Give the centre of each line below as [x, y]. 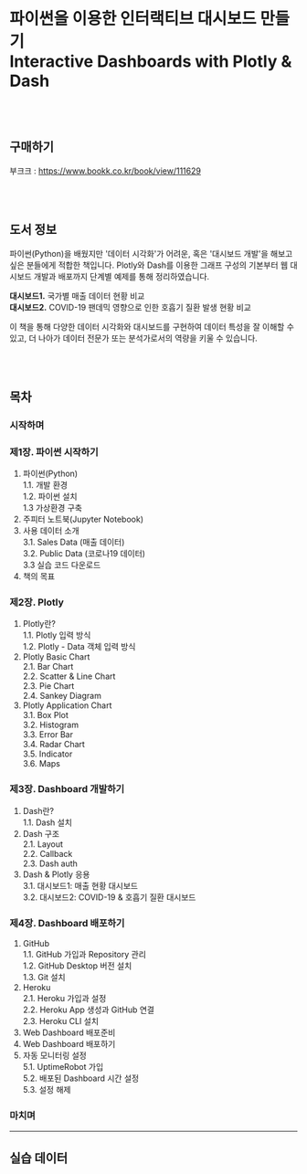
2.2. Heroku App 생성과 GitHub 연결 [89, 1010]
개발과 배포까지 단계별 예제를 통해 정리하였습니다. [122, 276]
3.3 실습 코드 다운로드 [62, 565]
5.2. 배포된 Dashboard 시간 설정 [81, 1078]
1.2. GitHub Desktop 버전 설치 [77, 966]
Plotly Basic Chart [56, 657]
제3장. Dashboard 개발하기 [67, 789]
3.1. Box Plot [45, 715]
